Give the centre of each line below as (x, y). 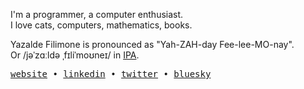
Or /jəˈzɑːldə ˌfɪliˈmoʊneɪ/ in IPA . (75, 55)
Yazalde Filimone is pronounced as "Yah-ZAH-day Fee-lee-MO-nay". (152, 44)
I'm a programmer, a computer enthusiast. (97, 14)
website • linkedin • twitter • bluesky (111, 74)
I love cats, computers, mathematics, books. (101, 25)
